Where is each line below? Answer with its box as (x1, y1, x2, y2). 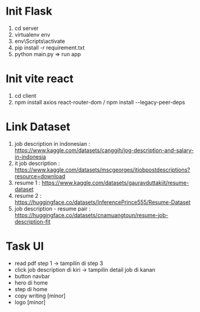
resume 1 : (14, 179, 41, 186)
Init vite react (5, 72, 74, 86)
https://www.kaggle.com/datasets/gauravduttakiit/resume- (41, 179, 189, 186)
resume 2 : (14, 192, 42, 199)
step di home (14, 285, 48, 292)
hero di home (14, 279, 48, 286)
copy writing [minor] (14, 292, 66, 299)
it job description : (14, 159, 60, 167)
